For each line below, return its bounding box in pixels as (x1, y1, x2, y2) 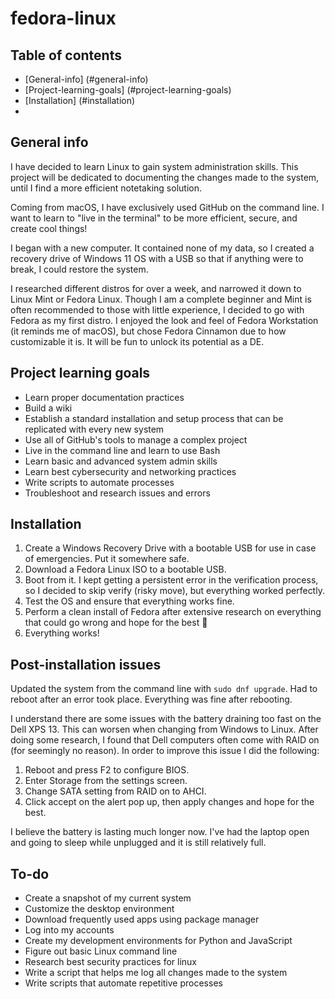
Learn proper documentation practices (24, 391, 185, 403)
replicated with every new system (24, 423, 165, 435)
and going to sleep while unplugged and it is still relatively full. (10, 837, 267, 849)
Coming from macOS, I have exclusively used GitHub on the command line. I (10, 201, 325, 213)
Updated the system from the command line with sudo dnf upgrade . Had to (10, 683, 318, 695)
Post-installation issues (10, 656, 162, 673)
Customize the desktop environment (24, 903, 175, 915)
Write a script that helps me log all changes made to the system (24, 967, 288, 979)
